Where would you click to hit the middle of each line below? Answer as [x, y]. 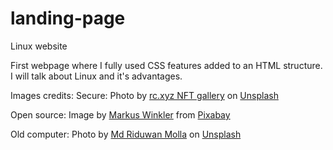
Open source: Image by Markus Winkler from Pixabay [120, 114]
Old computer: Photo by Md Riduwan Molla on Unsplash [126, 134]
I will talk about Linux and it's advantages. [96, 76]
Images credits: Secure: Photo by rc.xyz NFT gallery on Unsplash [144, 95]
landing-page [68, 18]
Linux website [39, 46]
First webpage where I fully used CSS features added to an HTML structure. [166, 65]
